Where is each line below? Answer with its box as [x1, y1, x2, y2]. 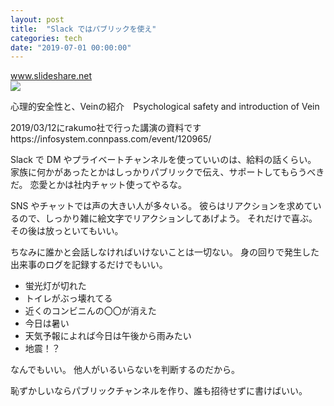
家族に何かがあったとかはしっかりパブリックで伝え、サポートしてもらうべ [10, 166, 317, 178]
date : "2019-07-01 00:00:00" [10, 42, 132, 53]
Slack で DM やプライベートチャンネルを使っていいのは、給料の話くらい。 [10, 154, 317, 166]
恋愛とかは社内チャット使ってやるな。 [29, 179, 188, 191]
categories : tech [10, 33, 83, 43]
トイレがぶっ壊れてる [24, 292, 113, 305]
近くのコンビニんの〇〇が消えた [24, 305, 157, 317]
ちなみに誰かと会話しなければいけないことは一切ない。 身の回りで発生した [10, 246, 320, 258]
